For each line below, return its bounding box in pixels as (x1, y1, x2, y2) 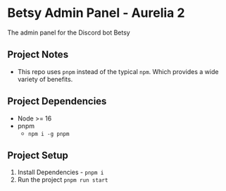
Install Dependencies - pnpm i (17, 168, 104, 177)
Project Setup (7, 149, 69, 161)
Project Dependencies (7, 95, 107, 107)
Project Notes (7, 49, 69, 61)
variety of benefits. (17, 75, 73, 83)
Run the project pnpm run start (17, 175, 108, 184)
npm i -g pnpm (27, 130, 70, 137)
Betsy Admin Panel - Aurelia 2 (7, 5, 185, 21)
